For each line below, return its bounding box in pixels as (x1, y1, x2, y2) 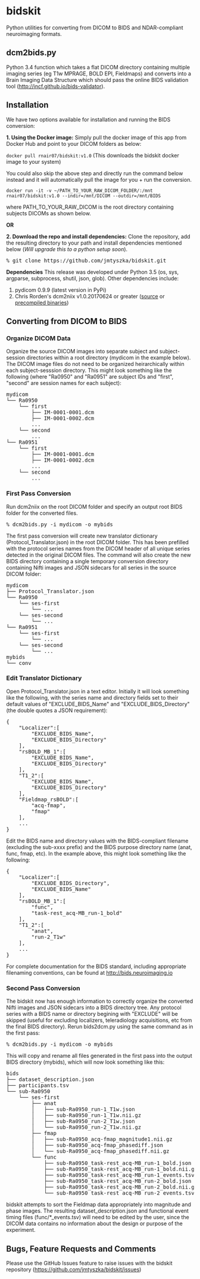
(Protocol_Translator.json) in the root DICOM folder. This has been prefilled (6, 538, 189, 545)
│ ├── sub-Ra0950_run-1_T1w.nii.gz (31, 1112, 142, 1119)
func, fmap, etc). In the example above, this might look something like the (6, 850, 186, 857)
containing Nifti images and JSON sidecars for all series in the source (6, 564, 177, 571)
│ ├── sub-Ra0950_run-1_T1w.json (31, 1106, 135, 1113)
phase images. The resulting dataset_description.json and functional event (6, 1207, 189, 1214)
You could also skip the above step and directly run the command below (6, 169, 183, 177)
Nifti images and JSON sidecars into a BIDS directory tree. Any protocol (6, 1004, 182, 1011)
